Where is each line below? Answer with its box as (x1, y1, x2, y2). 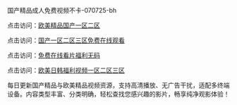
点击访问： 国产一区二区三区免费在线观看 (7, 36, 125, 44)
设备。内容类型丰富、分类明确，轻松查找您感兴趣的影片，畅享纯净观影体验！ (7, 90, 230, 98)
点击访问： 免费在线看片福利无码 (7, 51, 100, 59)
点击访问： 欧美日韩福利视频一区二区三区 (7, 66, 125, 74)
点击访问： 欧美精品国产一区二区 (7, 21, 100, 30)
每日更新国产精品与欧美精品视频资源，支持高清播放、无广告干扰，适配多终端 (7, 81, 230, 89)
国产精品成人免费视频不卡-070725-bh (7, 6, 117, 14)
